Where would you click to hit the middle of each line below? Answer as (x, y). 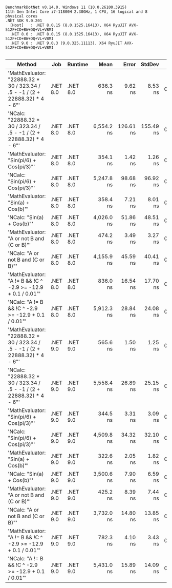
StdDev (150, 64)
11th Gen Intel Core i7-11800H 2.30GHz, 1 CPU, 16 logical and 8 (76, 12)
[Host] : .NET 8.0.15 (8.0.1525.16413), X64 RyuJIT (68, 25)
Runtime (78, 64)
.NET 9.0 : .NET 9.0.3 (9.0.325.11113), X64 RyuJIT (66, 43)
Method (27, 64)
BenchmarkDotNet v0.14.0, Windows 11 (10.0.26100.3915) (66, 7)
